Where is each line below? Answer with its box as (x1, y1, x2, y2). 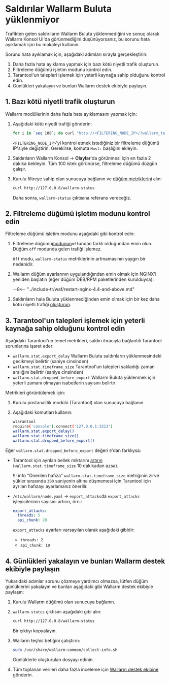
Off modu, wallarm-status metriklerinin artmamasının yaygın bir (12, 256, 146, 262)
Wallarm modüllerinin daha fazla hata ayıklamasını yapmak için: (5, 111, 137, 117)
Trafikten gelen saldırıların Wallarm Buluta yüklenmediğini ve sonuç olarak (5, 30, 160, 37)
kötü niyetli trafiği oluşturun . (12, 302, 72, 308)
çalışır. (12, 166, 26, 172)
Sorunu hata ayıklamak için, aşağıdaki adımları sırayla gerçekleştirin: (5, 51, 148, 57)
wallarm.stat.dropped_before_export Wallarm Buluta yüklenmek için (12, 374, 156, 381)
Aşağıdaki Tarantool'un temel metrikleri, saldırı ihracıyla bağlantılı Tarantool (5, 338, 162, 344)
